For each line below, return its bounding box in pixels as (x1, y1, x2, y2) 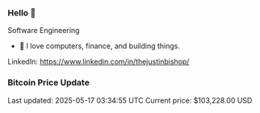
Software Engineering (7, 26, 80, 36)
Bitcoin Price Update (7, 77, 90, 88)
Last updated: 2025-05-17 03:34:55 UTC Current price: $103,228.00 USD (7, 95, 253, 105)
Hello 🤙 (7, 7, 36, 19)
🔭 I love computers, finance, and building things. (19, 41, 181, 51)
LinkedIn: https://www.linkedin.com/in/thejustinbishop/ (7, 56, 190, 67)
